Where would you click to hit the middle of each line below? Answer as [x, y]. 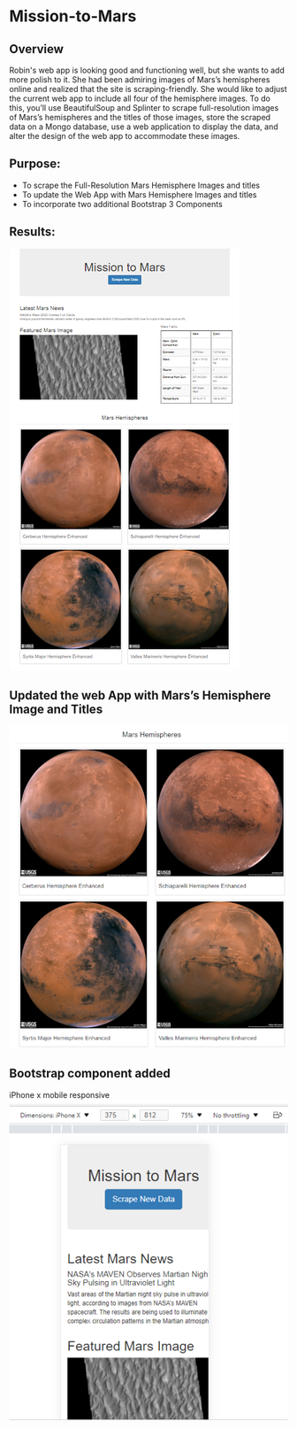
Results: [32, 232]
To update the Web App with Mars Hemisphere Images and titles [139, 194]
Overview [37, 49]
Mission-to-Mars [73, 16]
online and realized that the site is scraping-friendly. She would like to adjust [148, 89]
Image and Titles [56, 710]
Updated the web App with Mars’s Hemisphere [140, 695]
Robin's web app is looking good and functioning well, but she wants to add [147, 70]
